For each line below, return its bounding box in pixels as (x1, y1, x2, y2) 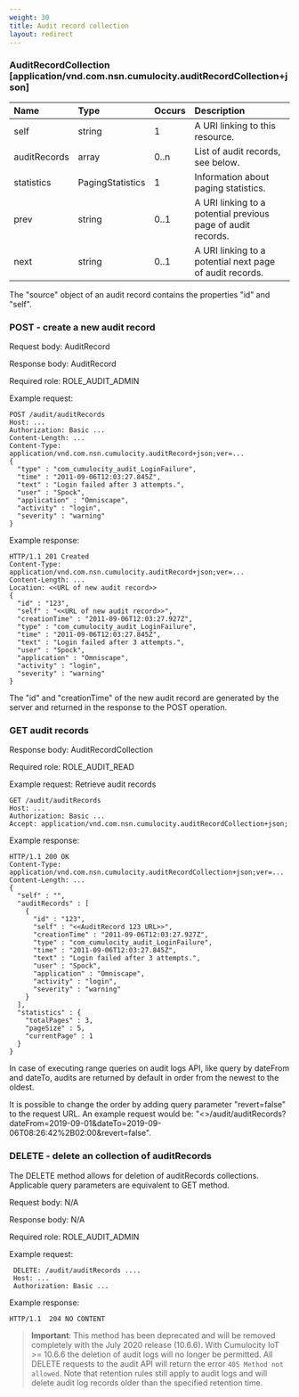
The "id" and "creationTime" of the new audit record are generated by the (9, 692, 279, 703)
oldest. (9, 1082, 35, 1092)
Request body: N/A (9, 1197, 79, 1207)
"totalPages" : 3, (25, 1017, 93, 1025)
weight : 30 (9, 12, 50, 22)
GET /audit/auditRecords (9, 797, 101, 805)
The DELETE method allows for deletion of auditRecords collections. (9, 1170, 260, 1181)
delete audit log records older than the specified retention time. (30, 1377, 263, 1388)
